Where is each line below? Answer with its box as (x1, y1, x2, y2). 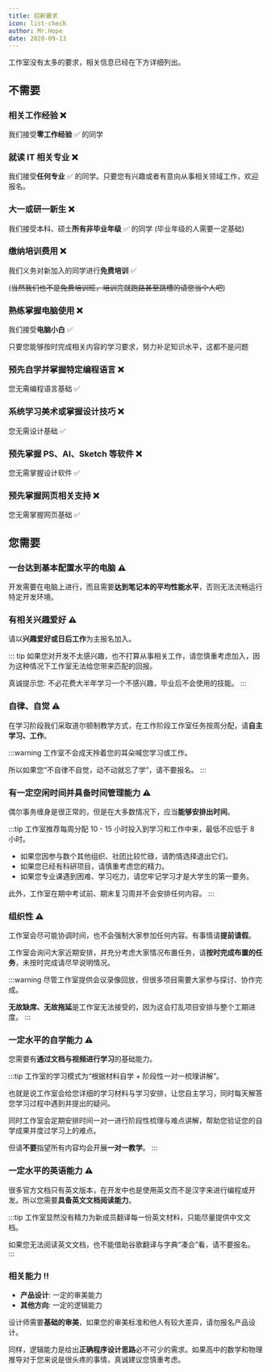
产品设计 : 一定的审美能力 (19, 1290, 102, 1300)
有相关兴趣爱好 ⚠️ (8, 614, 77, 625)
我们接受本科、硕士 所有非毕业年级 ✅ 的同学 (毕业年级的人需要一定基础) (8, 224, 244, 233)
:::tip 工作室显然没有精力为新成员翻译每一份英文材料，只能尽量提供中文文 (8, 1212, 252, 1222)
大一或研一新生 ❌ (8, 203, 75, 215)
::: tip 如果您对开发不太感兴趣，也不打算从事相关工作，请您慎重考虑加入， (8, 651, 253, 661)
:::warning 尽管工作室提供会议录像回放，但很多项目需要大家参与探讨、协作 (8, 975, 256, 985)
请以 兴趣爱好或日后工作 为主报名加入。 (8, 634, 135, 644)
